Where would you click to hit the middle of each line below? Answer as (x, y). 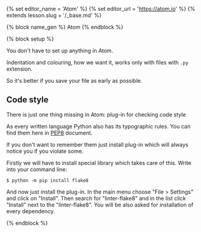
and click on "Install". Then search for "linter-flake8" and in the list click (96, 198)
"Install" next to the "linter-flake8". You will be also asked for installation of (100, 205)
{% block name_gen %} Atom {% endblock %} (65, 27)
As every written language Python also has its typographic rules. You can (98, 126)
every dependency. (31, 211)
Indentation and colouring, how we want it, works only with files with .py (97, 62)
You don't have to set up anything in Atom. (60, 51)
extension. (20, 69)
